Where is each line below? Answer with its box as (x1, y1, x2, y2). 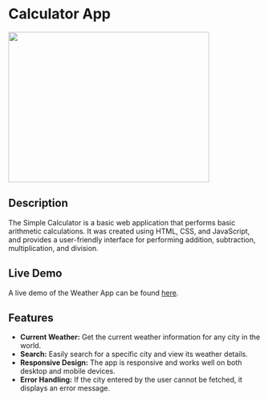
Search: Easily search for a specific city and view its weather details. (19, 350, 249, 359)
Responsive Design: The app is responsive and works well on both (19, 358, 242, 367)
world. (19, 341, 42, 350)
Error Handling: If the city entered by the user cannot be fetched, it (19, 375, 243, 385)
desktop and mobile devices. (19, 367, 116, 376)
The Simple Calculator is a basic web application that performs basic (8, 217, 236, 227)
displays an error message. (19, 383, 111, 393)
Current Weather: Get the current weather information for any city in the (19, 332, 261, 342)
